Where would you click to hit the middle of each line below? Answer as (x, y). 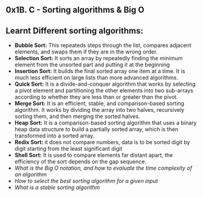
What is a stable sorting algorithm (57, 187)
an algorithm (30, 175)
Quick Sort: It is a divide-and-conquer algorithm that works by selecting (105, 84)
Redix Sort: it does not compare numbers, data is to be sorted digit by (102, 142)
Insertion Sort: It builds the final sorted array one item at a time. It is (100, 71)
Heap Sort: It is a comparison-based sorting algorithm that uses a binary (105, 123)
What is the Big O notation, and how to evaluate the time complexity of (103, 168)
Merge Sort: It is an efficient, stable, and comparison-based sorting (99, 103)
